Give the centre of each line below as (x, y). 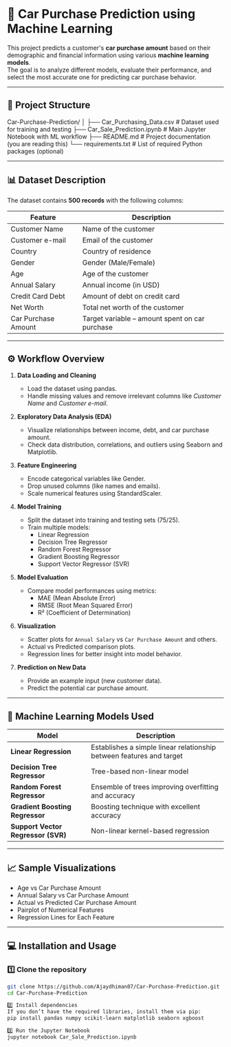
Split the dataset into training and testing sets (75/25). (103, 520)
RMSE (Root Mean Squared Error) (85, 605)
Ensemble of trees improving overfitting (155, 787)
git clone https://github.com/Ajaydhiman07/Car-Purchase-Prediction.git (113, 986)
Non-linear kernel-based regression (150, 831)
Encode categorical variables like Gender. (86, 479)
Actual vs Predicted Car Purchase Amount (77, 903)
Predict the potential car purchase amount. (88, 688)
